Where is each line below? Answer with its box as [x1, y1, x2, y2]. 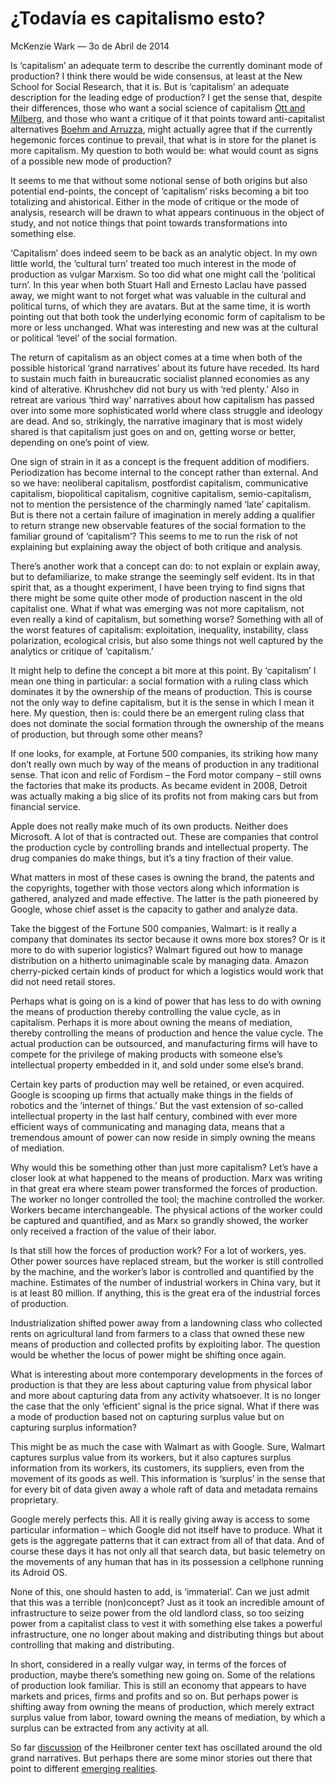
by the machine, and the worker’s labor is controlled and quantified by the [10, 1265, 315, 1277]
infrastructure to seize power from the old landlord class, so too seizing [10, 1607, 305, 1619]
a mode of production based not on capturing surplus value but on [10, 1410, 285, 1422]
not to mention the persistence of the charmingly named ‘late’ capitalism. [10, 498, 311, 510]
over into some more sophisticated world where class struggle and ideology [10, 404, 323, 416]
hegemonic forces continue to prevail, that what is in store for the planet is [10, 133, 317, 146]
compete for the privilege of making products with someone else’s [10, 1048, 283, 1060]
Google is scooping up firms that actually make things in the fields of [10, 1088, 294, 1101]
